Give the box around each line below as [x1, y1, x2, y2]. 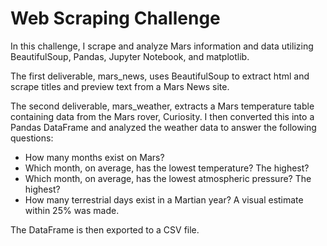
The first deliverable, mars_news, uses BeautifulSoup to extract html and [10, 70, 310, 82]
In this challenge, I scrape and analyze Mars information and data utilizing [10, 40, 314, 52]
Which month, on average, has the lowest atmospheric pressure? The [24, 172, 312, 184]
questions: [10, 132, 54, 144]
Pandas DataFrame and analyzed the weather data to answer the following [10, 121, 317, 133]
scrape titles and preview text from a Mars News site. [10, 80, 230, 92]
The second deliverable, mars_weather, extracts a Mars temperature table [10, 100, 315, 112]
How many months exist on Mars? [24, 151, 165, 163]
